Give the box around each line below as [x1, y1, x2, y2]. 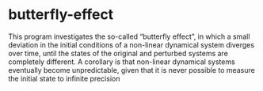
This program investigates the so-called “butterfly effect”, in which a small [8, 32, 250, 41]
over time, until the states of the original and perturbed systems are [8, 48, 228, 58]
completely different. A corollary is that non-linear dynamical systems [8, 57, 235, 66]
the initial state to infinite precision [8, 74, 120, 83]
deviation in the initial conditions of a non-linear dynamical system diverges [8, 40, 255, 49]
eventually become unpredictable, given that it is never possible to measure [8, 65, 255, 74]
